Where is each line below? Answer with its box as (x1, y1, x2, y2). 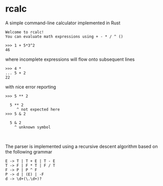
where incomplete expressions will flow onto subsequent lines (5, 56, 135, 62)
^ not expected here (16, 107, 60, 112)
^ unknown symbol (14, 125, 51, 130)
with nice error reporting (5, 84, 57, 90)
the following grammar (5, 148, 53, 155)
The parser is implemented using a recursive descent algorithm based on (5, 143, 158, 150)
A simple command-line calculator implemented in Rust (5, 20, 120, 26)
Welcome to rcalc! (5, 29, 44, 34)
